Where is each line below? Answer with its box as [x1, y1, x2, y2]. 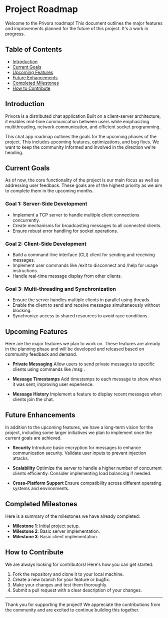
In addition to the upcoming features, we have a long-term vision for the [5, 424, 153, 430]
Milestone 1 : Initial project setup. [12, 523, 80, 529]
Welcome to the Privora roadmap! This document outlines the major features [5, 20, 163, 26]
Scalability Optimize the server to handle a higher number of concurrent [12, 465, 162, 471]
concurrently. [12, 217, 40, 223]
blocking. [12, 307, 32, 314]
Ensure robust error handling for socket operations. [12, 228, 118, 234]
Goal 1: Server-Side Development [5, 200, 87, 208]
